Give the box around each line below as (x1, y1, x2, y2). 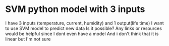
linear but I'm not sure (5, 36, 51, 42)
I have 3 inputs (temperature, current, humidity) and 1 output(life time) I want (5, 20, 164, 26)
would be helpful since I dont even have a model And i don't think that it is (5, 30, 159, 36)
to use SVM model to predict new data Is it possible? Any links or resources (5, 25, 162, 31)
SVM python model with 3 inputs (5, 3, 145, 15)
